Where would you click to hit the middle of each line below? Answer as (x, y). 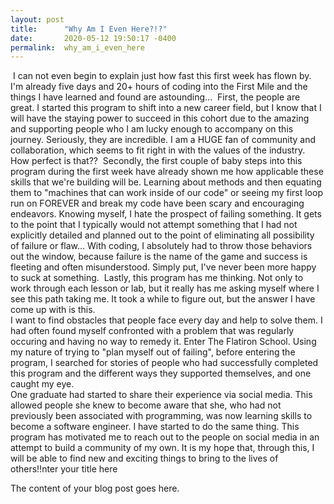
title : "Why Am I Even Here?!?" (89, 29)
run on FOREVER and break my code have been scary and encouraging (157, 203)
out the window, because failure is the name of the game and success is (159, 257)
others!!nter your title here (64, 469)
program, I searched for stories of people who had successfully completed (164, 363)
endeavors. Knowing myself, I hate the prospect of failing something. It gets (166, 214)
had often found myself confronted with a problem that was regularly (152, 331)
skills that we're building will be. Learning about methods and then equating (166, 182)
